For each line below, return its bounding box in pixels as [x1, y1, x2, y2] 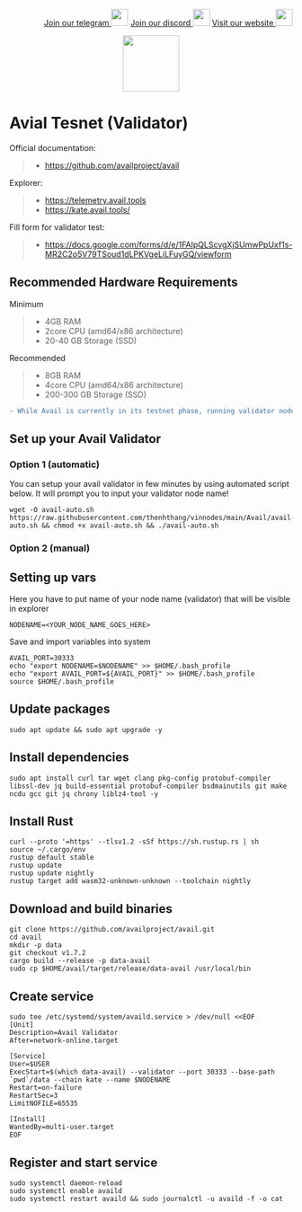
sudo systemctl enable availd [9, 1186, 123, 1195]
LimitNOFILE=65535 [9, 1099, 78, 1109]
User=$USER [9, 1060, 50, 1069]
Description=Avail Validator [9, 1029, 119, 1038]
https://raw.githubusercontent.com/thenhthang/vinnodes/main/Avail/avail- [9, 513, 296, 523]
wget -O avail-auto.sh [9, 506, 94, 515]
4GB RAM [44, 315, 82, 327]
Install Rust [9, 814, 74, 829]
